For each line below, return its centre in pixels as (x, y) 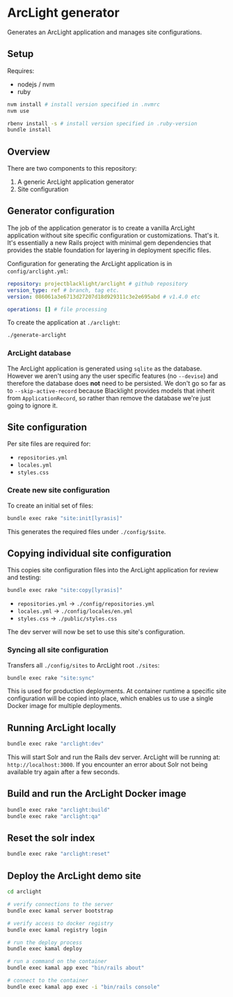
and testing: (24, 578)
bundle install (29, 130)
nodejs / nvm (36, 84)
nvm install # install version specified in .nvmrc (83, 104)
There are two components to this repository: (72, 168)
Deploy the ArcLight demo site (74, 876)
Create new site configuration (58, 490)
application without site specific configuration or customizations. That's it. (113, 235)
